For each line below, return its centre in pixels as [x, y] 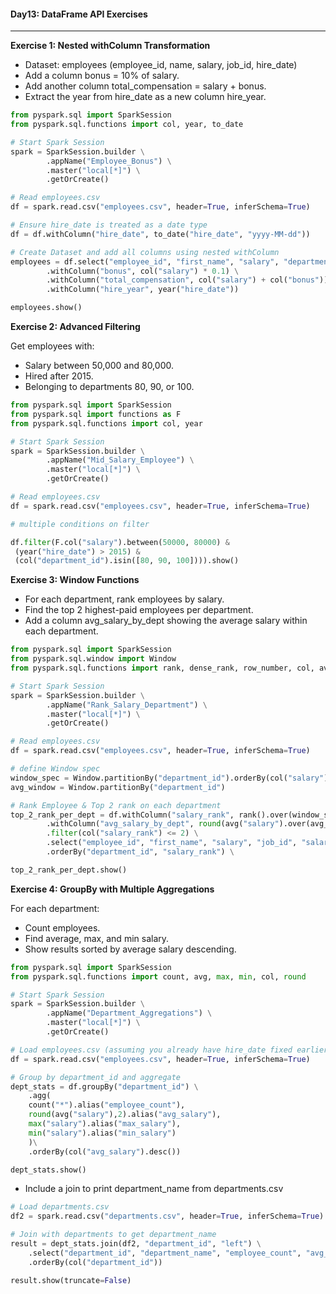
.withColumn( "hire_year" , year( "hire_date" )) [143, 290]
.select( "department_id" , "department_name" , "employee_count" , [165, 1253]
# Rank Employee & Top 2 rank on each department [116, 805]
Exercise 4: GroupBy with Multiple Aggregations [112, 889]
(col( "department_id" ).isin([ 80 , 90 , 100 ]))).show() [127, 561]
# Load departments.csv [60, 1207]
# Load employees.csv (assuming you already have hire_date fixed [151, 1050]
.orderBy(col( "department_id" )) [95, 1262]
